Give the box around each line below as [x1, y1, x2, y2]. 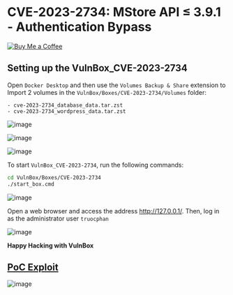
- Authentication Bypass [7, 19, 152, 35]
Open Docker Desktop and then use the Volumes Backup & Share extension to [7, 81, 226, 89]
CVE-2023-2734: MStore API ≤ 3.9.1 [7, 4, 221, 20]
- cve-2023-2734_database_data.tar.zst [7, 102, 123, 109]
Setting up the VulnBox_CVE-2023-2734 [7, 62, 188, 74]
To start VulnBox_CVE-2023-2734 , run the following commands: [7, 160, 183, 169]
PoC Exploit [7, 261, 59, 273]
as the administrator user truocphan [7, 214, 110, 222]
